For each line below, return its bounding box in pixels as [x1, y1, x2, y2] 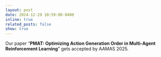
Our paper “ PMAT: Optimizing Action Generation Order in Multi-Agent [5, 40, 156, 46]
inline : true [5, 17, 33, 22]
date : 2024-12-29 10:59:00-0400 [5, 12, 74, 17]
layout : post [5, 7, 33, 13]
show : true [5, 26, 29, 32]
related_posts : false [5, 21, 52, 27]
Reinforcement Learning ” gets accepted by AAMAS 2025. [5, 46, 129, 52]
